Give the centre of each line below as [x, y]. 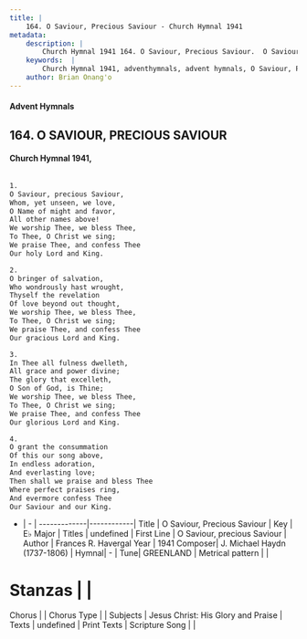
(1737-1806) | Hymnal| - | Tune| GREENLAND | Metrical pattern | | [146, 553]
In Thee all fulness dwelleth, [69, 363]
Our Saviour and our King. [61, 507]
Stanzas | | [51, 590]
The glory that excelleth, [61, 380]
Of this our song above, [57, 456]
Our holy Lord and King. [57, 253]
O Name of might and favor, [63, 211]
